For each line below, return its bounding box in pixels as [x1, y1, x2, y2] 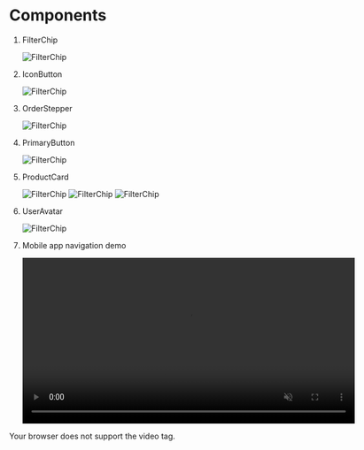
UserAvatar [21, 205, 64, 217]
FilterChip [21, 34, 58, 45]
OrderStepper [21, 103, 73, 113]
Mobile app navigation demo [21, 240, 127, 250]
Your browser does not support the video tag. [9, 431, 175, 441]
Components [9, 5, 107, 26]
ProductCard [21, 172, 69, 182]
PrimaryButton [21, 137, 75, 148]
